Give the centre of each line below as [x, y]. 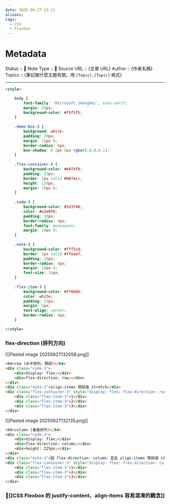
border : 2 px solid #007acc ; [53, 178]
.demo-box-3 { [29, 127]
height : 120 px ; [39, 183]
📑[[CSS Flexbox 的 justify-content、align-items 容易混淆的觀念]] [85, 496]
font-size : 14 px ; [41, 273]
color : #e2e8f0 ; [40, 211]
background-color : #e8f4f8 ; [53, 169]
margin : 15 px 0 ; [40, 141]
